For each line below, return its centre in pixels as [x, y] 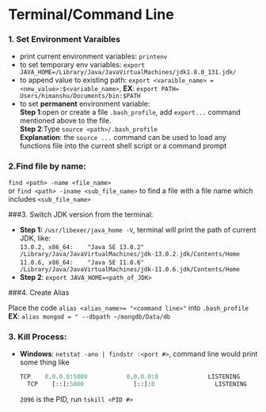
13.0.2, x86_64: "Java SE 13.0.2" [82, 247]
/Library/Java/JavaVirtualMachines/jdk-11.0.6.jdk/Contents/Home [129, 269]
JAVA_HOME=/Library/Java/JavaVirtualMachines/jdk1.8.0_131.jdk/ [128, 73]
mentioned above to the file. [65, 121]
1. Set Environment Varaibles [65, 40]
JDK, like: [35, 238]
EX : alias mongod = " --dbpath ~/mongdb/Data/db [89, 316]
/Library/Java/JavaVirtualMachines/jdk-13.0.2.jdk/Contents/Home [129, 254]
